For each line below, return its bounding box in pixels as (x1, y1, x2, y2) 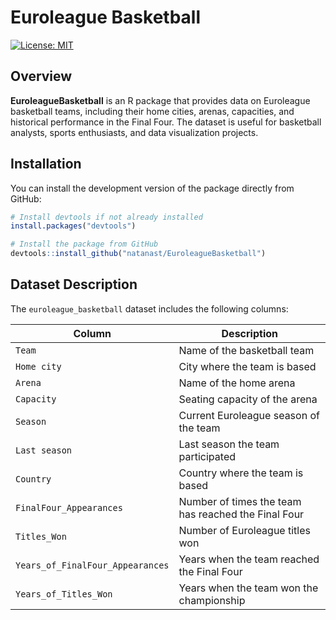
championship (178, 593, 246, 607)
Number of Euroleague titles (178, 523, 311, 537)
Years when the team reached (178, 552, 320, 566)
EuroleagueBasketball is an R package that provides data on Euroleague (10, 94, 311, 106)
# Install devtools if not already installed (10, 212, 203, 222)
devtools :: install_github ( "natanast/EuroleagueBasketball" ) (10, 249, 267, 259)
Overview (10, 68, 73, 85)
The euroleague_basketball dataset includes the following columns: (10, 302, 289, 315)
